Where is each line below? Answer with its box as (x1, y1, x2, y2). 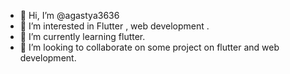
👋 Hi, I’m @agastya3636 (19, 10, 120, 21)
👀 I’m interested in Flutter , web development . (19, 20, 210, 32)
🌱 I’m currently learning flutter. (19, 31, 146, 42)
